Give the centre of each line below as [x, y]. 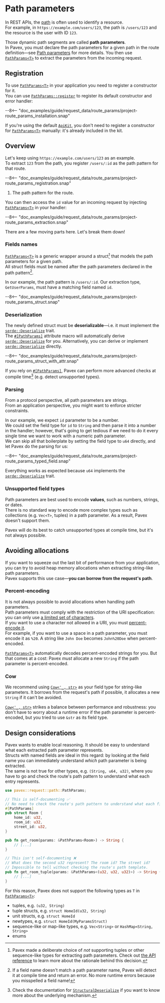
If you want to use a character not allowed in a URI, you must [67, 622]
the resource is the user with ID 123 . [41, 32]
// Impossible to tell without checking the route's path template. [77, 868]
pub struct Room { [24, 813]
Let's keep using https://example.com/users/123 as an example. [70, 158]
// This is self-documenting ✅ [38, 799]
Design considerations [41, 733]
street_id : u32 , [31, 827]
